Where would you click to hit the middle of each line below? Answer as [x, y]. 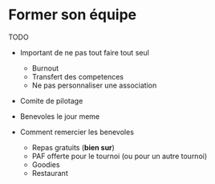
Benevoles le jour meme [60, 116]
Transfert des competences [78, 76]
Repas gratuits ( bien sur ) [73, 147]
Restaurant [50, 173]
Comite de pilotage [51, 100]
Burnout [45, 68]
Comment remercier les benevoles [77, 132]
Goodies [46, 164]
